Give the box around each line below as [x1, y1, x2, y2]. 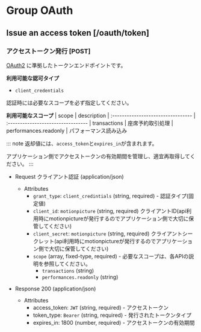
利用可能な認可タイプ [6, 74, 59, 81]
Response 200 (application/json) [14, 285, 96, 292]
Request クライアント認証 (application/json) [14, 173, 125, 180]
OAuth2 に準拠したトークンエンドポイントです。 [6, 62, 126, 69]
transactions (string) [42, 267, 94, 274]
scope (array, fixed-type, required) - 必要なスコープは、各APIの [32, 252, 189, 260]
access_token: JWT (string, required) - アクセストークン [32, 304, 169, 311]
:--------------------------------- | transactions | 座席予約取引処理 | [6, 119, 173, 127]
